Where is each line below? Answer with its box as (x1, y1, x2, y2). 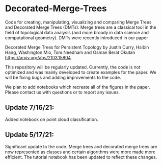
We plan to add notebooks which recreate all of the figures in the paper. (5, 84, 151, 90)
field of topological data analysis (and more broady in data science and (5, 29, 149, 35)
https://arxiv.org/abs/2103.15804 (5, 54, 71, 60)
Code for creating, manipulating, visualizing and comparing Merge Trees (5, 19, 152, 25)
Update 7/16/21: (5, 103, 54, 112)
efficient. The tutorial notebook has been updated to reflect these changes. (5, 154, 157, 160)
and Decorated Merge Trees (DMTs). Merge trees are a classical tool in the (5, 24, 156, 30)
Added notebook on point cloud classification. (5, 116, 98, 122)
